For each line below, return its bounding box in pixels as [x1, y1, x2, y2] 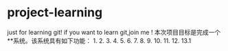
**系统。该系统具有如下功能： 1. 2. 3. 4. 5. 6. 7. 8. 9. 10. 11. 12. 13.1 [7, 36, 192, 45]
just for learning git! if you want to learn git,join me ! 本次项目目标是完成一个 [7, 28, 221, 36]
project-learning [7, 5, 103, 20]
